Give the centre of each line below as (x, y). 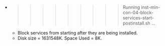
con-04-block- (138, 12)
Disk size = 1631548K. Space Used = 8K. (60, 38)
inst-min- (150, 7)
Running (131, 7)
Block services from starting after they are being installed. (77, 33)
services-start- (138, 18)
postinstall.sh (136, 23)
